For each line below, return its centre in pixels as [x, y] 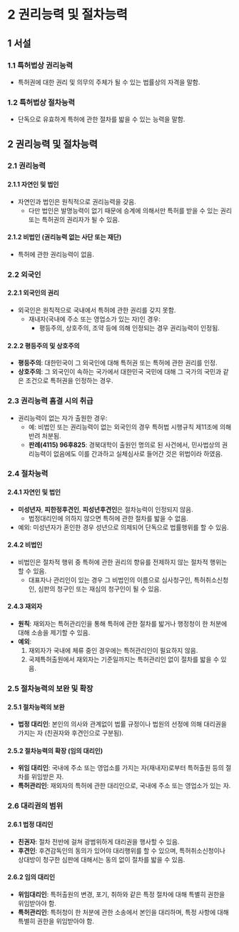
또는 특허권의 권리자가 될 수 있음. [74, 219]
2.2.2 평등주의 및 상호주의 [44, 345]
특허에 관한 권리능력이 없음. [56, 254]
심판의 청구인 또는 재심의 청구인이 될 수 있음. [100, 589]
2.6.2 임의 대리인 [31, 877]
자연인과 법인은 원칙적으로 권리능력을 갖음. [77, 201]
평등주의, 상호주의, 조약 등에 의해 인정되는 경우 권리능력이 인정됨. [129, 328]
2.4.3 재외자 [25, 607]
